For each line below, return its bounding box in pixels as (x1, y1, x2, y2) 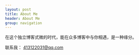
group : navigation (5, 20, 42, 26)
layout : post (5, 7, 31, 12)
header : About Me (5, 16, 40, 21)
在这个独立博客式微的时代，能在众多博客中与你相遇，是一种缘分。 (5, 34, 137, 40)
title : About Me (5, 12, 38, 16)
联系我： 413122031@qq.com (5, 44, 64, 51)
